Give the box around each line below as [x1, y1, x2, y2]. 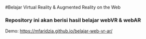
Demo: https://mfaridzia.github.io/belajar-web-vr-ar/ [5, 28, 113, 34]
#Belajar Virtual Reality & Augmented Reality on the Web [5, 4, 121, 10]
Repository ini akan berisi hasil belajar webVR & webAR [5, 16, 141, 23]
